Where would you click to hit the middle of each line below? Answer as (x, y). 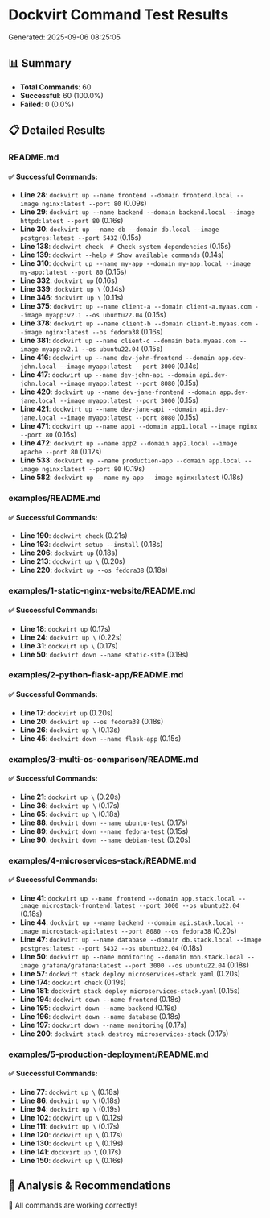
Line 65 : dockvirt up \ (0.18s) (70, 814)
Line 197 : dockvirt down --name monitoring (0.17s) (103, 1025)
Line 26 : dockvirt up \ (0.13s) (70, 730)
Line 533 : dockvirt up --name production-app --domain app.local (130, 460)
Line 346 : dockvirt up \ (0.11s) (72, 298)
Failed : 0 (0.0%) (47, 104)
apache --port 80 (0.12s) (61, 452)
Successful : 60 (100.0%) (62, 95)
